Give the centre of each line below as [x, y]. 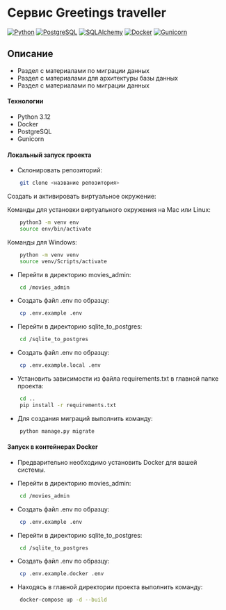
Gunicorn [31, 139]
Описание [30, 54]
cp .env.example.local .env [60, 365]
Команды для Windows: [42, 242]
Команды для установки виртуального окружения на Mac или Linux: [109, 210]
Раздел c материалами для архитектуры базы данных [98, 78]
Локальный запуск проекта [49, 155]
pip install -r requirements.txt [68, 405]
